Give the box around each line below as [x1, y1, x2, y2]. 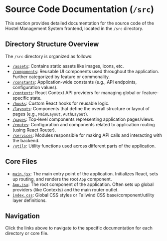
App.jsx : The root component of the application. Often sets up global [12, 181, 154, 187]
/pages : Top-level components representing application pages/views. [12, 116, 155, 122]
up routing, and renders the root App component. [12, 176, 112, 182]
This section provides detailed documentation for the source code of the [5, 20, 155, 26]
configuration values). [12, 84, 58, 90]
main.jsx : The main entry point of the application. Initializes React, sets [12, 170, 159, 176]
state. [29, 95, 42, 101]
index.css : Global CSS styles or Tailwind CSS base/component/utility [12, 192, 155, 198]
